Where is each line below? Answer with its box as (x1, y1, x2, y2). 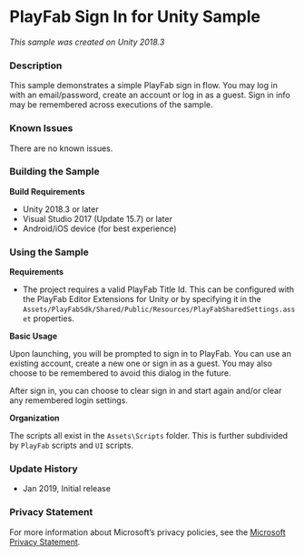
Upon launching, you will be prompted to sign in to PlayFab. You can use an (9, 349, 292, 359)
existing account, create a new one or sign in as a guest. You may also (9, 358, 272, 369)
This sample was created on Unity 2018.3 (9, 36, 165, 47)
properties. (33, 313, 74, 324)
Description (9, 59, 63, 72)
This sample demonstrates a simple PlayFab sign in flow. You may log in (9, 80, 279, 91)
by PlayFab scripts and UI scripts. (9, 440, 134, 451)
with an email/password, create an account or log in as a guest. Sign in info (9, 89, 290, 101)
